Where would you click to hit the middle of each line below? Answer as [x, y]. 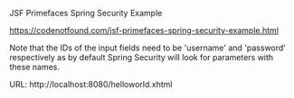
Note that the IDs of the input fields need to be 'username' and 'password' [148, 48]
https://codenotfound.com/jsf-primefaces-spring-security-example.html [144, 30]
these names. [35, 67]
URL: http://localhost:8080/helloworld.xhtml [91, 84]
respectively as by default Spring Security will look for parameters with [142, 57]
